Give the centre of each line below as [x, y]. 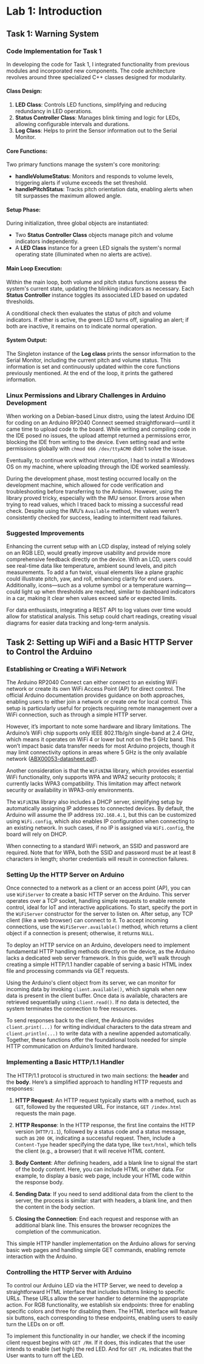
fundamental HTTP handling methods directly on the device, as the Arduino [101, 952]
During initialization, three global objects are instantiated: [77, 223]
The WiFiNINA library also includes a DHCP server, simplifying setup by [95, 802]
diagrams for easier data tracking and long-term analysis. [78, 623]
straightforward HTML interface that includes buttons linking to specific [96, 1292]
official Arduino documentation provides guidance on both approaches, [96, 695]
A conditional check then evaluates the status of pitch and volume [89, 313]
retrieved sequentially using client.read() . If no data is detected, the [93, 1002]
